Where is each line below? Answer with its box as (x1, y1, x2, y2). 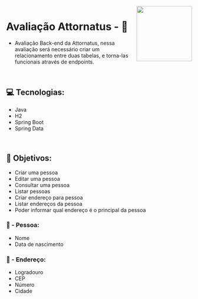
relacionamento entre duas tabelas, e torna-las (14, 52, 128, 59)
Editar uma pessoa (14, 175, 61, 182)
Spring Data (14, 125, 44, 132)
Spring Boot (14, 118, 44, 125)
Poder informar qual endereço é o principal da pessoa (14, 206, 146, 214)
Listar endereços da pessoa (14, 200, 82, 207)
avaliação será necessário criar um (14, 45, 100, 52)
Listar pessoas (14, 188, 51, 195)
